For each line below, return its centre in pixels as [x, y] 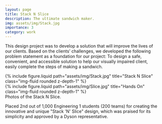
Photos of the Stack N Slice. [33, 97]
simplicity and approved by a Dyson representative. [57, 116]
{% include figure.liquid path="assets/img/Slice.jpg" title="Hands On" [75, 86]
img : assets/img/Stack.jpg [32, 23]
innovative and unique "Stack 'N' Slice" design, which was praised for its [78, 111]
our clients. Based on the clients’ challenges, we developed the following [78, 51]
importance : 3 [19, 28]
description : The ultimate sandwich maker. [50, 18]
